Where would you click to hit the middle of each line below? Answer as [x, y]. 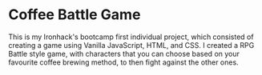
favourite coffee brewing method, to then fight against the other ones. [123, 62]
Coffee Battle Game [75, 15]
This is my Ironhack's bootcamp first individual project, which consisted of [131, 37]
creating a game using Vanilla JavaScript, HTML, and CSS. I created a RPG [131, 45]
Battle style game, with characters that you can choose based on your [124, 53]
